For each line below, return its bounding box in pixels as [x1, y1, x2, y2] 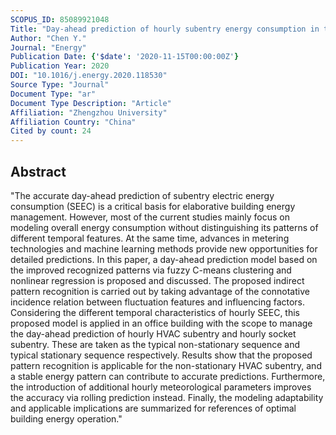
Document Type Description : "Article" [10, 98, 172, 108]
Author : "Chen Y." [10, 33, 87, 43]
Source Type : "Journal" [10, 80, 110, 90]
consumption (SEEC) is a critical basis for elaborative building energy [10, 200, 296, 212]
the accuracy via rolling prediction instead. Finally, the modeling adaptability [10, 391, 324, 403]
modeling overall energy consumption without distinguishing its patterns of [10, 221, 319, 233]
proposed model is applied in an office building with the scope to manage [10, 317, 313, 329]
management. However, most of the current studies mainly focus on [10, 211, 290, 223]
